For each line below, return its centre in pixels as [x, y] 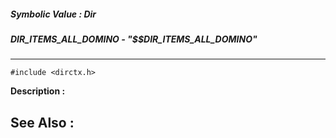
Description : [38, 91]
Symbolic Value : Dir [53, 14]
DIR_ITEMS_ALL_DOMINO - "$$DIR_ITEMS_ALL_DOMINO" [134, 39]
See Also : [42, 122]
